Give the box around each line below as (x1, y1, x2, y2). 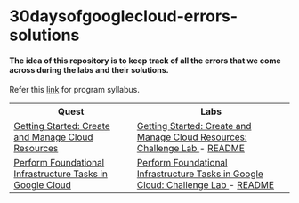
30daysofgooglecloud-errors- (9, 6, 238, 27)
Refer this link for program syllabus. (9, 85, 140, 95)
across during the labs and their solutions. (9, 64, 169, 75)
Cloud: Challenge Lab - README (136, 179, 274, 191)
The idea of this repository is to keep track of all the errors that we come (9, 55, 282, 66)
